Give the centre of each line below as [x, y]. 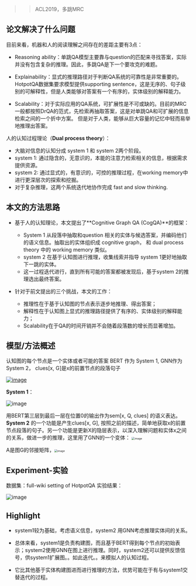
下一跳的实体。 [41, 264]
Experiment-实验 [37, 470]
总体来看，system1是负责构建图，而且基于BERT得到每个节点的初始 [95, 543]
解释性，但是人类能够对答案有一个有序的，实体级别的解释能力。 [107, 91]
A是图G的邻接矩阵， [30, 450]
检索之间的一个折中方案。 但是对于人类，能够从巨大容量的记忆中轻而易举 [102, 118]
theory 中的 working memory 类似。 [66, 249]
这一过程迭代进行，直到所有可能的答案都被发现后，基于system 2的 [104, 271]
